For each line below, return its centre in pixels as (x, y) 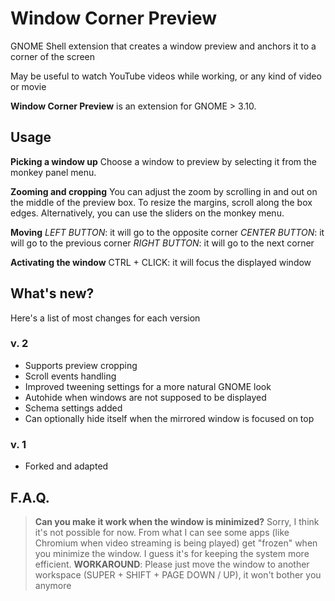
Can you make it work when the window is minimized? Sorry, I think (177, 521)
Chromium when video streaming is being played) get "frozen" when (176, 543)
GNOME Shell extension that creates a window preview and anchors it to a (163, 46)
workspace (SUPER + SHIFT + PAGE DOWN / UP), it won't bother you (178, 574)
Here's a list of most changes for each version (105, 318)
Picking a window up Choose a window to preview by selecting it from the (164, 161)
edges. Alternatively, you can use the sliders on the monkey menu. (147, 213)
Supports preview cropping (81, 365)
